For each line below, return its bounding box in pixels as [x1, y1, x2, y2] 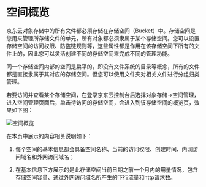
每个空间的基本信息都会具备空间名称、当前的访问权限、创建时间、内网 [15, 145, 193, 153]
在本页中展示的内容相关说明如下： [6, 132, 93, 139]
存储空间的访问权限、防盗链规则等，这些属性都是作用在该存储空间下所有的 [6, 42, 194, 50]
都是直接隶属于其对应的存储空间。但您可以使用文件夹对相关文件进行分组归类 [6, 70, 200, 78]
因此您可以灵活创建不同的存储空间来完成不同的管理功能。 [27, 50, 173, 57]
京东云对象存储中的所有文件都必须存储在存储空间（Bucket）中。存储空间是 [6, 27, 196, 34]
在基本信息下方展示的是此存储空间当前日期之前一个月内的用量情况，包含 [15, 166, 198, 173]
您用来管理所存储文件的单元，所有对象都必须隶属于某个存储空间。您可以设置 [6, 34, 200, 42]
